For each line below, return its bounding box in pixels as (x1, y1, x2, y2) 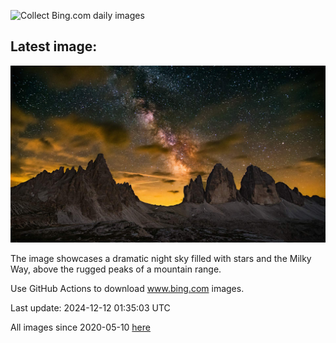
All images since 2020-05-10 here (10, 321, 151, 334)
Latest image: (10, 38, 98, 55)
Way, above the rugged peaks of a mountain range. (10, 263, 222, 275)
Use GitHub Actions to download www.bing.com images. (10, 283, 245, 295)
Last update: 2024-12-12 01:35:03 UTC (10, 302, 171, 314)
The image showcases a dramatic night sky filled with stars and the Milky (10, 253, 312, 265)
